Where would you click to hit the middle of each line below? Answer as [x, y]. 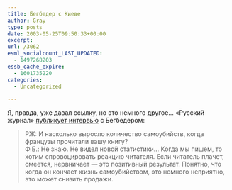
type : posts [25, 27]
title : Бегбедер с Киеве [44, 14]
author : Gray [27, 21]
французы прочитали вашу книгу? [76, 142]
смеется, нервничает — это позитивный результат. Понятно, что [123, 164]
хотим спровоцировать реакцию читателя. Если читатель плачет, [125, 157]
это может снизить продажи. [69, 179]
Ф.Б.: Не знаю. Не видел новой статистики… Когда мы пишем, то [123, 149]
